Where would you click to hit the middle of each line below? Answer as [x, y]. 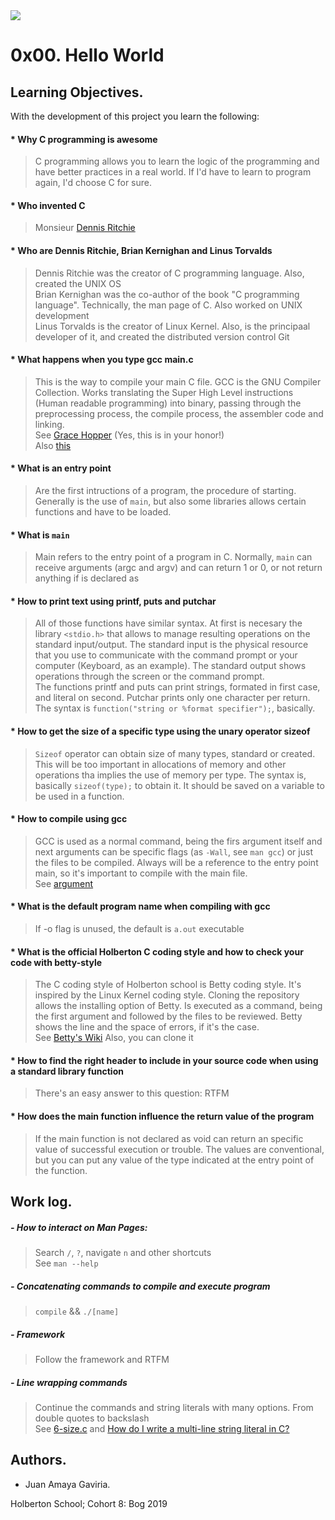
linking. [49, 424]
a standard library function [67, 1071]
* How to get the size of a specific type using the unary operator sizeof [160, 731]
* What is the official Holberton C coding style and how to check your [157, 951]
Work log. [41, 1202]
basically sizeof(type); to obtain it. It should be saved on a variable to [179, 785]
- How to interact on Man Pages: [79, 1227]
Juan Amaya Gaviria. [67, 1484]
